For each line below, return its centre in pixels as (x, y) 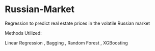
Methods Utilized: (23, 33)
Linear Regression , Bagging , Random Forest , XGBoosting (66, 43)
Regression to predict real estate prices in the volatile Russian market (77, 23)
